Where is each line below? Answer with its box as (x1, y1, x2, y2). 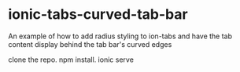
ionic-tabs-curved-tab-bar (8, 5, 188, 23)
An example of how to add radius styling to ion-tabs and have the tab (8, 31, 233, 41)
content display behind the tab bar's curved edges (8, 39, 172, 49)
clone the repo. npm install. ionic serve (8, 55, 134, 64)
